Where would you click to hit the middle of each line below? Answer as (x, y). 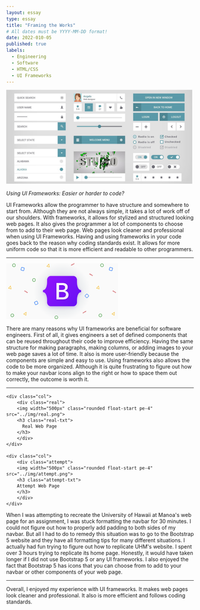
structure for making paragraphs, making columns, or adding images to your (100, 348)
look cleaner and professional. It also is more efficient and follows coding (96, 596)
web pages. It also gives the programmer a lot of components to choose (95, 224)
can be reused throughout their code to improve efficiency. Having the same (100, 341)
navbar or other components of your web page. (65, 572)
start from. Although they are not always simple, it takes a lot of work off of (98, 211)
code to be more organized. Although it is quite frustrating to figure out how (99, 367)
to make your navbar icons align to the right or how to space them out (92, 373)
